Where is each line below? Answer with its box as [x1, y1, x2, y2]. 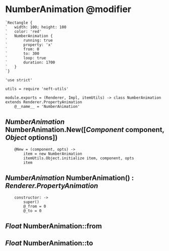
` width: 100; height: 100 [5, 24, 67, 30]
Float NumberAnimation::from [5, 222, 102, 230]
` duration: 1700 [5, 59, 55, 65]
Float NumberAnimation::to [5, 239, 93, 247]
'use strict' [5, 77, 33, 83]
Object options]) [5, 134, 58, 142]
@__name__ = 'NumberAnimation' [14, 104, 80, 109]
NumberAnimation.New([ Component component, [5, 126, 164, 134]
